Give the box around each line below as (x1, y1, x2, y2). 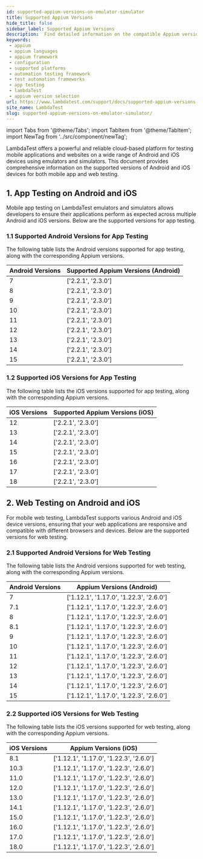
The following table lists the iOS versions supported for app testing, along (6, 387, 189, 394)
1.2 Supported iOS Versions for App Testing (6, 373, 137, 382)
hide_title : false (6, 20, 53, 26)
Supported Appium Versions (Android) (66, 267, 181, 275)
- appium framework (8, 54, 59, 60)
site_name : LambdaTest (6, 104, 63, 111)
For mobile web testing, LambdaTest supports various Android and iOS (6, 514, 182, 521)
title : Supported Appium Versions (6, 15, 94, 21)
